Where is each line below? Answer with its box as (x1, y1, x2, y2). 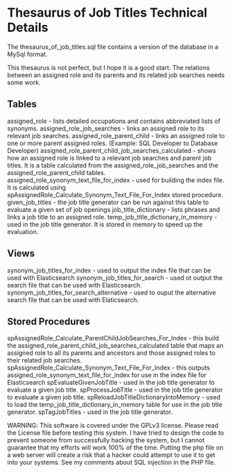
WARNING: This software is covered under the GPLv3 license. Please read (7, 422, 219, 430)
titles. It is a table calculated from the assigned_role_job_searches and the (7, 161, 218, 169)
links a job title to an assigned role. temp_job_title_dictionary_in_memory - (7, 213, 217, 221)
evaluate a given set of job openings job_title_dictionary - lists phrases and (7, 205, 220, 213)
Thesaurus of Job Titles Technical (7, 5, 208, 21)
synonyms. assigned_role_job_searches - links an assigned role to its (7, 124, 204, 133)
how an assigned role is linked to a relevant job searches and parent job (7, 153, 212, 162)
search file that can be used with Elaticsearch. (7, 295, 139, 304)
